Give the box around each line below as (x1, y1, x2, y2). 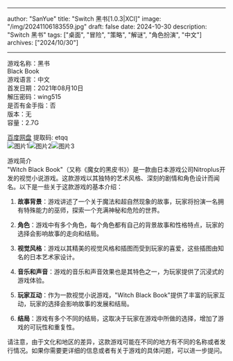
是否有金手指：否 (7, 101, 56, 109)
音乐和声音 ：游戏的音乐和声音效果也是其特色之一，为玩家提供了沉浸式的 (17, 267, 224, 276)
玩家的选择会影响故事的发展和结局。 (29, 299, 133, 308)
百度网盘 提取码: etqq (7, 133, 68, 141)
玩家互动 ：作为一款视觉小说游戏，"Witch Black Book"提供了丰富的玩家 (17, 291, 220, 299)
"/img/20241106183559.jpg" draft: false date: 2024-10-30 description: (7, 22, 207, 30)
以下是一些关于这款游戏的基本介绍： (19, 183, 123, 191)
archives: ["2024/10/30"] (7, 39, 78, 46)
